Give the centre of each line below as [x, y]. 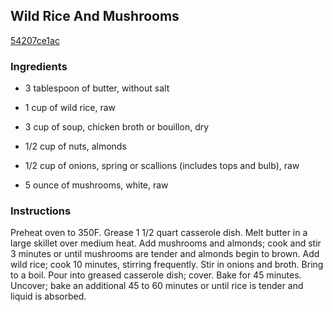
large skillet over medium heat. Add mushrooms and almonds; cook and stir [166, 243]
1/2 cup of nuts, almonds [75, 146]
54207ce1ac [35, 40]
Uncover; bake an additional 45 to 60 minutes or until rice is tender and [157, 286]
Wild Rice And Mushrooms [95, 16]
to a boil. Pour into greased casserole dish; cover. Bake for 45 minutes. [156, 275]
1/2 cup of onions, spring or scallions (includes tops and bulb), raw [162, 166]
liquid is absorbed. [48, 296]
